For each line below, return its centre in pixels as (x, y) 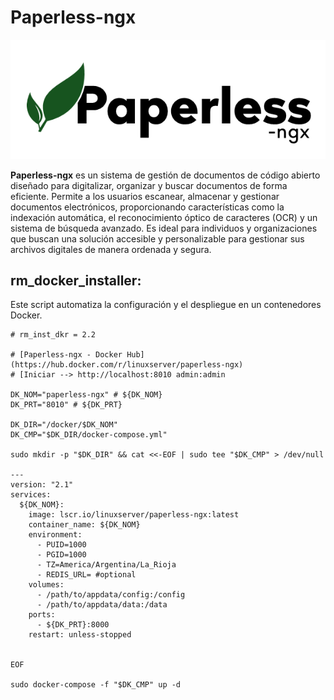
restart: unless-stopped (80, 635)
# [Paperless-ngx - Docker (66, 355)
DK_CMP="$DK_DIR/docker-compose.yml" (89, 435)
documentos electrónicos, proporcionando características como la (147, 207)
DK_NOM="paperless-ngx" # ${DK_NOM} (86, 395)
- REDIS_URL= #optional (86, 575)
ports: (42, 615)
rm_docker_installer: (76, 280)
